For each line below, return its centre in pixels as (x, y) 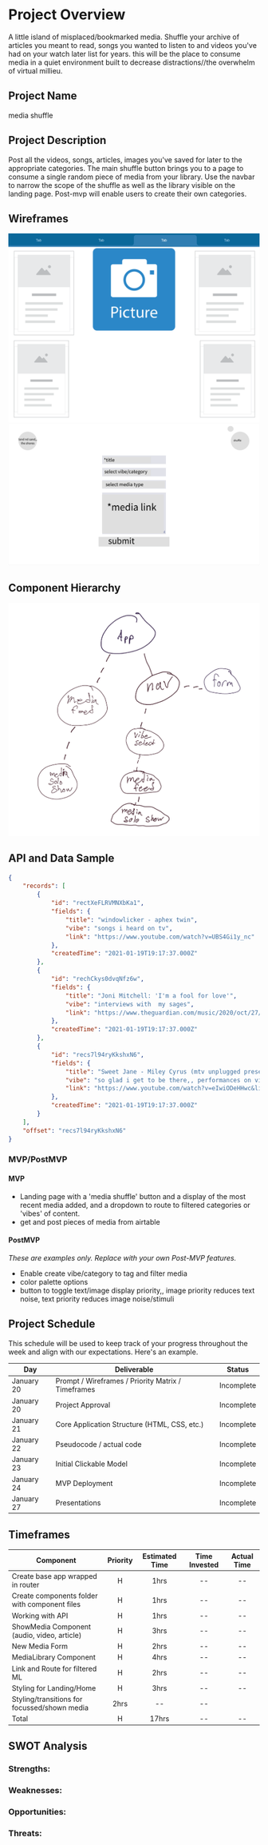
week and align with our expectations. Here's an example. (103, 1352)
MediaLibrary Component (53, 1657)
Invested (204, 1564)
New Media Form (39, 1646)
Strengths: (30, 1769)
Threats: (25, 1833)
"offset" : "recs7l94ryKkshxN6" (75, 1130)
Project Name (43, 96)
